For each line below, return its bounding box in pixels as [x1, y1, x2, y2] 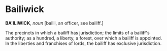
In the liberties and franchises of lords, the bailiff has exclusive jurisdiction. [5, 40, 162, 46]
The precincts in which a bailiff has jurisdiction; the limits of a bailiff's [5, 29, 150, 35]
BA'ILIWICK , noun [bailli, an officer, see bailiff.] [5, 20, 104, 26]
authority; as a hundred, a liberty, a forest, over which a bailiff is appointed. [5, 35, 162, 41]
